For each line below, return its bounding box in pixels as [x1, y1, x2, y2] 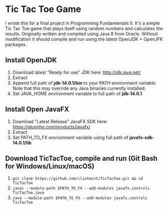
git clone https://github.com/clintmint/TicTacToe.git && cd [12, 176, 143, 181]
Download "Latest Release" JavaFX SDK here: [12, 118, 108, 124]
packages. [5, 41, 27, 47]
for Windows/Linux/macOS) [5, 162, 95, 170]
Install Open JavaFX [5, 105, 69, 114]
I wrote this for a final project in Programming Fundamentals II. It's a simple [5, 20, 160, 26]
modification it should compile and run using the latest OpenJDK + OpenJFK [5, 36, 163, 42]
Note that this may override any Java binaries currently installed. [12, 85, 146, 91]
